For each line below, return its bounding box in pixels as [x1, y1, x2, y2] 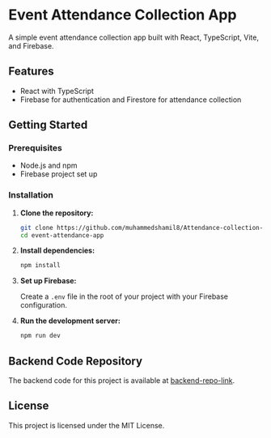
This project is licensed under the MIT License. [8, 420, 165, 430]
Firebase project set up [19, 169, 98, 179]
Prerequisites [8, 142, 62, 154]
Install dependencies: [19, 245, 95, 256]
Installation [8, 189, 54, 201]
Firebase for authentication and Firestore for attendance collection [19, 95, 242, 104]
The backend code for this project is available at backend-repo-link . [8, 376, 235, 385]
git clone [19, 223, 54, 232]
